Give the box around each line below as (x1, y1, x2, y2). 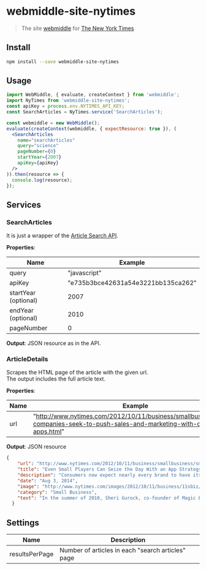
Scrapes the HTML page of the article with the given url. (6, 369, 148, 376)
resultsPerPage (9, 550, 54, 558)
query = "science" (17, 143, 59, 149)
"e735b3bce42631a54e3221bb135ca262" (67, 279, 197, 287)
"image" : (17, 483, 40, 490)
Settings (6, 517, 40, 528)
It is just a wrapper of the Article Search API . (6, 232, 118, 240)
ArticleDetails (6, 355, 48, 363)
